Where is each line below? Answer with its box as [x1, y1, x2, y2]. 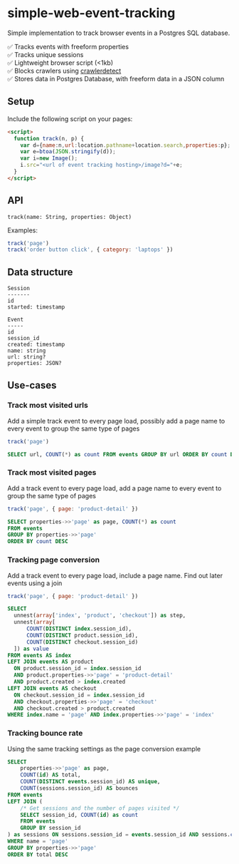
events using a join [7, 579, 63, 587]
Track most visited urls [7, 401, 89, 411]
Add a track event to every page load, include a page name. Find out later [7, 571, 223, 580]
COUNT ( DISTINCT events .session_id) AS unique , [20, 778, 161, 786]
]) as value [14, 645, 50, 652]
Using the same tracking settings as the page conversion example [7, 744, 201, 753]
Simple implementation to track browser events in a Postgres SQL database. [7, 29, 230, 37]
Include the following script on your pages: [7, 114, 133, 123]
